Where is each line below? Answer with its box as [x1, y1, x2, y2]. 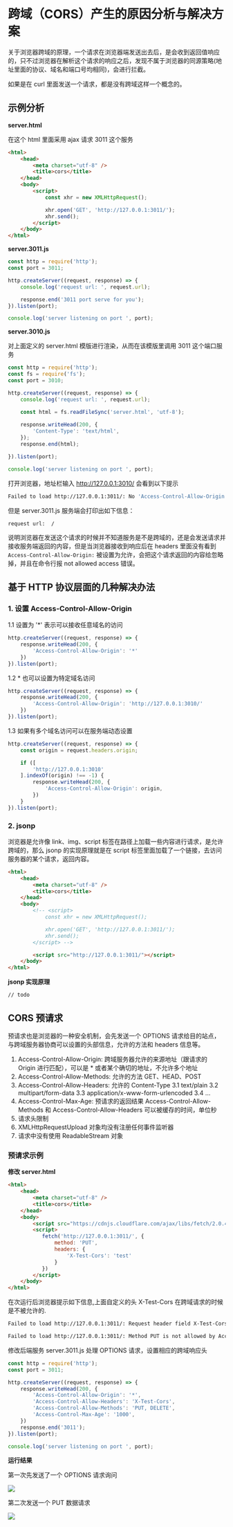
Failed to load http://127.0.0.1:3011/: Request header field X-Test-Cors [8, 1320, 228, 1328]
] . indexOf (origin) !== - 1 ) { [20, 772, 104, 779]
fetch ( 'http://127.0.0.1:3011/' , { [41, 1233, 145, 1240]
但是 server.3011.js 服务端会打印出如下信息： [8, 506, 135, 514]
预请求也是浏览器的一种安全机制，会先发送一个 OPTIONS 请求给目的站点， [8, 1032, 221, 1040]
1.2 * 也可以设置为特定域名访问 [8, 674, 95, 682]
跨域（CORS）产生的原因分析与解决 [8, 6, 212, 22]
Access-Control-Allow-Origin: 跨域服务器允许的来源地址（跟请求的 [17, 1055, 208, 1063]
